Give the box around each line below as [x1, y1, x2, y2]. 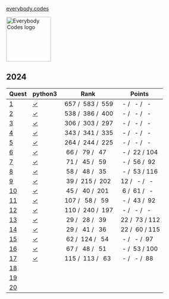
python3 [32, 89, 58, 97]
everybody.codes [6, 5, 49, 12]
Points [130, 89, 149, 97]
